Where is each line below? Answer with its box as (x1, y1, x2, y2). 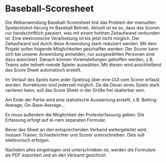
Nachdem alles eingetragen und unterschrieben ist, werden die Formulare (5, 147, 156, 153)
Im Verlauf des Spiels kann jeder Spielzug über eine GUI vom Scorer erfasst (5, 77, 160, 82)
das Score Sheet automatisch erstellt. (5, 67, 82, 73)
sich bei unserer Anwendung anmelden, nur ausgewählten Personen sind (5, 51, 155, 57)
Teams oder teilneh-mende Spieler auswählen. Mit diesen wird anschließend (5, 62, 162, 68)
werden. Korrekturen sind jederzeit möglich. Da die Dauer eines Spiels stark (5, 81, 160, 87)
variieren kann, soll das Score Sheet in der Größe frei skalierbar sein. (5, 87, 146, 93)
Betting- (141, 96, 159, 102)
